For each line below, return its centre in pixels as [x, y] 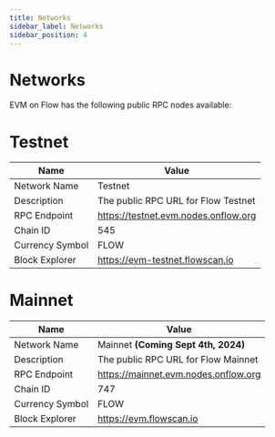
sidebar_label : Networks [56, 26]
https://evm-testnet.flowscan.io [165, 260]
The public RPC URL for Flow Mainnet [178, 360]
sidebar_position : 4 [49, 35]
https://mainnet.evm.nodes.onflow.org [179, 374]
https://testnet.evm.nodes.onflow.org [177, 216]
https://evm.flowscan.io [148, 419]
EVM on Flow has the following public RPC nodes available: [121, 105]
